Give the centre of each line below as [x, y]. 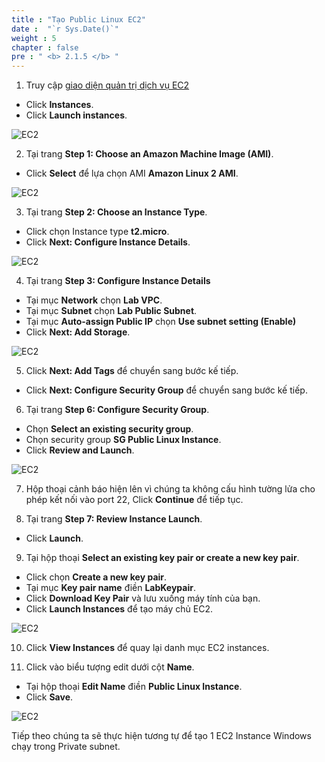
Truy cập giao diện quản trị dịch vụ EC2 [107, 85]
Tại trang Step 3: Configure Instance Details [118, 281]
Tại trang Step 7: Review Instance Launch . [114, 519]
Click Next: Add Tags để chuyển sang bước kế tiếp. [132, 371]
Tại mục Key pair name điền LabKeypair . [110, 588]
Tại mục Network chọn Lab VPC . [94, 300]
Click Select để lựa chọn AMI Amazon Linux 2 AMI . [132, 173]
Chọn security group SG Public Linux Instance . [123, 440]
